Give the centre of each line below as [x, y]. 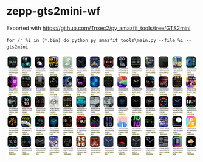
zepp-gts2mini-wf [53, 11]
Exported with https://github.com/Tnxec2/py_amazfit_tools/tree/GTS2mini [98, 28]
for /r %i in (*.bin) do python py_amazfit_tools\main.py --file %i [95, 40]
